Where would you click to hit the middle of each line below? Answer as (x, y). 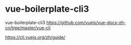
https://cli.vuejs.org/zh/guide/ (35, 37)
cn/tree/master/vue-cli (28, 27)
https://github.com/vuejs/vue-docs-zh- (86, 22)
